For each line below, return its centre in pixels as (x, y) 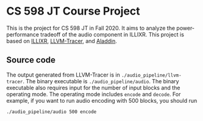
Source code (31, 60)
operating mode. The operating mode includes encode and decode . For (94, 94)
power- (186, 28)
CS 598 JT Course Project (73, 11)
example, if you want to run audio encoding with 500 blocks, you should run (102, 100)
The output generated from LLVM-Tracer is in (63, 75)
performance (23, 34)
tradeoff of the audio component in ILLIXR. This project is (112, 34)
